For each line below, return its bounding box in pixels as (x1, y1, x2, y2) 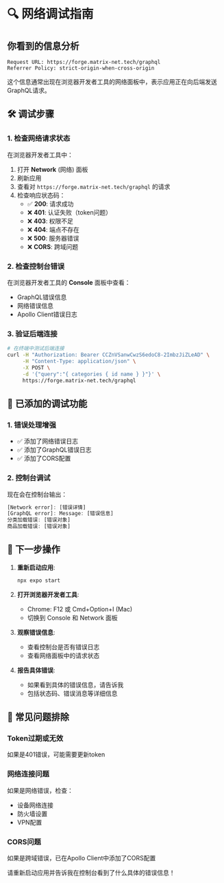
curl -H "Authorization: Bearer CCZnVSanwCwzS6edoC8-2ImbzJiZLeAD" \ (7, 351, 210, 358)
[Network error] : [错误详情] (7, 503, 86, 511)
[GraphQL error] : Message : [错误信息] (7, 510, 114, 517)
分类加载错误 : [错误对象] (7, 516, 71, 523)
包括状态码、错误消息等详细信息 (27, 689, 118, 697)
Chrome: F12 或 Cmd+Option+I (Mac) (27, 604, 133, 613)
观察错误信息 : (16, 628, 55, 636)
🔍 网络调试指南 (7, 6, 94, 22)
